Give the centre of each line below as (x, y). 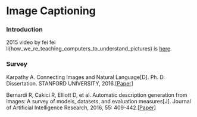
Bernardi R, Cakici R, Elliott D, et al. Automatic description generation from (97, 95)
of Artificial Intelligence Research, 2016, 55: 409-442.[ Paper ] (81, 107)
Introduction (24, 30)
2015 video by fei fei (31, 42)
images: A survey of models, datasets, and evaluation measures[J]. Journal (99, 101)
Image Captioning (51, 11)
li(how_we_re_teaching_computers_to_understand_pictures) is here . (89, 49)
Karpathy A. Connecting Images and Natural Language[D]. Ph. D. (86, 77)
